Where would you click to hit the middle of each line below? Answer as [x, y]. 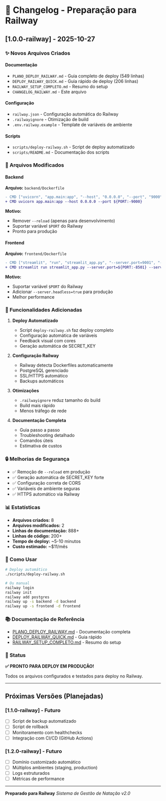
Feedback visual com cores [48, 341]
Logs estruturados [31, 773]
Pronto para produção [35, 231]
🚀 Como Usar [21, 559]
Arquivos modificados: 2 [38, 525]
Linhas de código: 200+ [37, 536]
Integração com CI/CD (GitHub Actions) [52, 738]
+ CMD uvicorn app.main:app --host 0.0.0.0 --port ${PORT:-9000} [74, 202]
